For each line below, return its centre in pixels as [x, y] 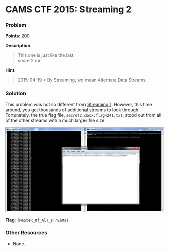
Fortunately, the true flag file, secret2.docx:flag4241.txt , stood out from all [83, 115]
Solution [16, 93]
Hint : [11, 70]
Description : [18, 46]
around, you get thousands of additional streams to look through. [72, 110]
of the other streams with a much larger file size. [55, 120]
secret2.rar [29, 61]
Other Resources [26, 233]
